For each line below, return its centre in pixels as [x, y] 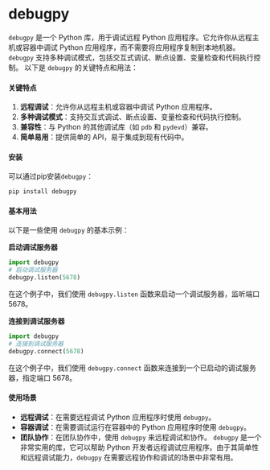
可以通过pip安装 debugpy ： [51, 176]
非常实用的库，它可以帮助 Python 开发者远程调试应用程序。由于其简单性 [139, 447]
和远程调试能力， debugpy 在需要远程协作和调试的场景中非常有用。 [129, 457]
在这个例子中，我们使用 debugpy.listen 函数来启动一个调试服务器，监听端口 [134, 294]
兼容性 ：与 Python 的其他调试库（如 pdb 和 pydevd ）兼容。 [116, 127]
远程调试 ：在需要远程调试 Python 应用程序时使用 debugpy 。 [118, 417]
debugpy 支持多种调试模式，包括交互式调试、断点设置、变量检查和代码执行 [131, 57]
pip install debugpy [43, 192]
